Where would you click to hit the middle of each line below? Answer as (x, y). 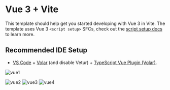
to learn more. (20, 34)
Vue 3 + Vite (32, 9)
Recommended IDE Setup (46, 50)
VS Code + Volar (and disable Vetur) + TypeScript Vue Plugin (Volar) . (85, 63)
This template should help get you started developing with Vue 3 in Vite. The (85, 23)
